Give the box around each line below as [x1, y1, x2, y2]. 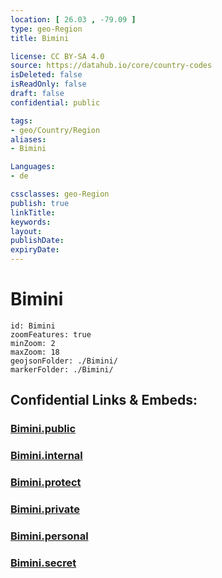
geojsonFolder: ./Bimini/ [10, 356, 118, 366]
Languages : [10, 162, 56, 172]
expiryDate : [10, 245, 60, 255]
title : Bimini [10, 33, 70, 43]
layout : [10, 226, 43, 236]
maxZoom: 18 [10, 347, 60, 357]
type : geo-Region [10, 24, 83, 34]
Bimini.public [10, 422, 77, 436]
